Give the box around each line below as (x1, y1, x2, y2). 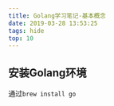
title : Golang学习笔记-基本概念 (8, 11, 106, 20)
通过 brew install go (8, 89, 77, 99)
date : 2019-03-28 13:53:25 (8, 19, 98, 27)
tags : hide (8, 26, 45, 35)
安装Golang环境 (8, 66, 87, 79)
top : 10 (8, 34, 34, 43)
